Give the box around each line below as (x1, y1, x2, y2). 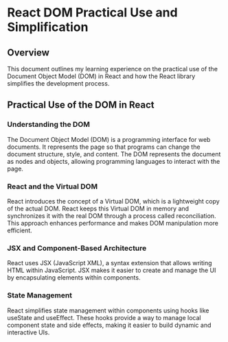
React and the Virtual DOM (7, 182, 98, 191)
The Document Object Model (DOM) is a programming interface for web (7, 135, 211, 143)
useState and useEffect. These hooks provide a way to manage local (7, 313, 201, 321)
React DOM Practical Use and (7, 5, 178, 21)
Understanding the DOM (7, 120, 91, 130)
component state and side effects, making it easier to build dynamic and (7, 321, 212, 329)
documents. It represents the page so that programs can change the (7, 143, 201, 151)
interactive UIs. (7, 328, 50, 337)
